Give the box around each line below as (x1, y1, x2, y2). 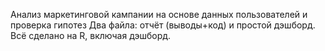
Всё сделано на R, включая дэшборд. (10, 30, 172, 41)
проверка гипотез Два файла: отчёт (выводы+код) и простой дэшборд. (10, 19, 316, 31)
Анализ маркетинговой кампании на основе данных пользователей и (10, 9, 308, 20)
